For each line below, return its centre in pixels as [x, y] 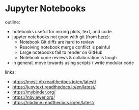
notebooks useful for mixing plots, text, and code [62, 31]
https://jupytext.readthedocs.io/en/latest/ [54, 87]
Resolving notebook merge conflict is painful [65, 47]
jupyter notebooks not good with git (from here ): [61, 37]
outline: [13, 22]
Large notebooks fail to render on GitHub [61, 52]
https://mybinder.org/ [34, 92]
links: [11, 72]
